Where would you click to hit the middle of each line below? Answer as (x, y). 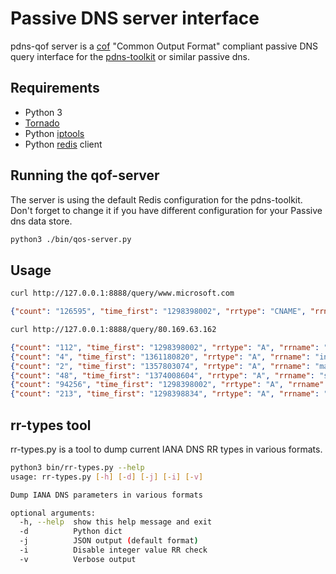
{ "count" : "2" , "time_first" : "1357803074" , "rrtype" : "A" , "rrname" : (160, 366)
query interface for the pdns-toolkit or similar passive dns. (130, 56)
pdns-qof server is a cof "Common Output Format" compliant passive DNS (164, 46)
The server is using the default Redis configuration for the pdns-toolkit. (156, 199)
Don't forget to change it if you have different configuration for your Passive (166, 210)
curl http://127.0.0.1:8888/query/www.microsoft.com (122, 293)
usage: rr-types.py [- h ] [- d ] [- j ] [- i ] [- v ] (107, 477)
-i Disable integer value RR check (113, 550)
